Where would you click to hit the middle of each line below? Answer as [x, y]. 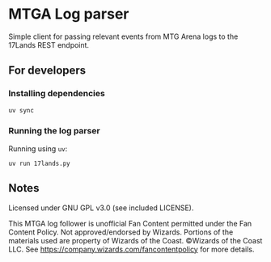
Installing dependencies [57, 94]
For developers [47, 71]
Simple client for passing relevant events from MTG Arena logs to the [123, 36]
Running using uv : [38, 148]
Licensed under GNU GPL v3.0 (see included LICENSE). [101, 208]
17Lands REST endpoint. [49, 44]
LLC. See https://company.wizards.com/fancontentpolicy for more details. [131, 249]
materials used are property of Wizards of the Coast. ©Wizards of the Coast [135, 240]
